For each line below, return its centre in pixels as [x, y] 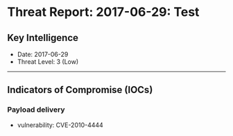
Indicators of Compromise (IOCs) [80, 90]
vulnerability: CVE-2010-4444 [60, 125]
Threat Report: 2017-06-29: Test [103, 12]
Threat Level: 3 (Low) [48, 62]
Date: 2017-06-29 [43, 54]
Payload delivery [36, 110]
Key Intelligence [43, 38]
